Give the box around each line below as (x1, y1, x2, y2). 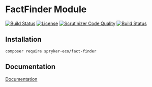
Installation (5, 35, 42, 44)
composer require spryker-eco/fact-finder (5, 48, 97, 54)
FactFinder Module (5, 4, 87, 15)
